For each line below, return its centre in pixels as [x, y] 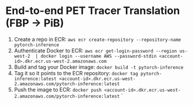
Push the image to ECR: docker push [58, 89]
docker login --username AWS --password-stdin [99, 56]
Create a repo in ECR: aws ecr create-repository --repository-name [97, 39]
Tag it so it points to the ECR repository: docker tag [76, 73]
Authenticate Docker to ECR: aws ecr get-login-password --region [95, 50]
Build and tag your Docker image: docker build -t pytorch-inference [99, 67]
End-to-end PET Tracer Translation [93, 11]
